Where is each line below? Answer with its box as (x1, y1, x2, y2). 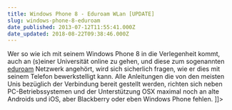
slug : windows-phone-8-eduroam (7, 17, 101, 24)
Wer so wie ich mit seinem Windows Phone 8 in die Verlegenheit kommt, (7, 50, 221, 58)
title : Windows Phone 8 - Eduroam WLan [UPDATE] (7, 10, 155, 18)
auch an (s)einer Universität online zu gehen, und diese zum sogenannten (7, 57, 225, 66)
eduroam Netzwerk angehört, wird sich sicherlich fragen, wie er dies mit (7, 65, 221, 73)
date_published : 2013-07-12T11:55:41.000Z (7, 23, 136, 31)
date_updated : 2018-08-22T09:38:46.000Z (7, 30, 130, 38)
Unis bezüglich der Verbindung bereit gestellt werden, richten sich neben (7, 79, 223, 89)
